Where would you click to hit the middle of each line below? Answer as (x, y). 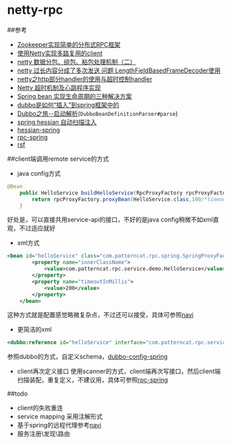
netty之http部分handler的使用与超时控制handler (85, 79)
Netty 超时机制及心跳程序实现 (59, 88)
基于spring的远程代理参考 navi (59, 425)
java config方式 (39, 173)
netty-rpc (35, 10)
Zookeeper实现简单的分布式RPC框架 (69, 44)
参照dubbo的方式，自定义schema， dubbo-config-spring (88, 356)
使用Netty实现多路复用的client (60, 53)
